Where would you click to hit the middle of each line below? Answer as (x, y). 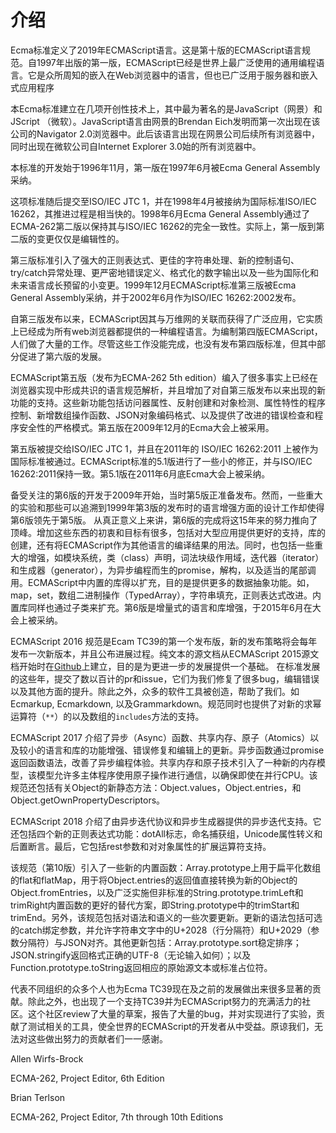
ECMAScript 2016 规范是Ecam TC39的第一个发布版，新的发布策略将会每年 (164, 641)
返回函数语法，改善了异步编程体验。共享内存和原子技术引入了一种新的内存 (163, 762)
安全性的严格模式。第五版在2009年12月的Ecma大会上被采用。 (146, 427)
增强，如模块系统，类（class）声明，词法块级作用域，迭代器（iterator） (176, 557)
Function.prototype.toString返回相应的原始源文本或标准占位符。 (141, 967)
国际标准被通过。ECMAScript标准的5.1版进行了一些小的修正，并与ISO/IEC (161, 461)
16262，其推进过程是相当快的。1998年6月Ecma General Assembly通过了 (160, 213)
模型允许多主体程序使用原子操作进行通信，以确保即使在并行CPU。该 (177, 775)
